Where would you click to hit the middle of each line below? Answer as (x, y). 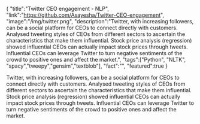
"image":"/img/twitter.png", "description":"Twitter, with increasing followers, (100, 21)
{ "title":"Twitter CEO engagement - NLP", (58, 9)
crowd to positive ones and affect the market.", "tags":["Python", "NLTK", (96, 60)
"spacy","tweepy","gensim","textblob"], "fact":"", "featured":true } (87, 66)
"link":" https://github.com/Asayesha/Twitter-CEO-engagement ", (85, 15)
